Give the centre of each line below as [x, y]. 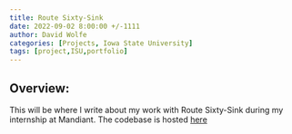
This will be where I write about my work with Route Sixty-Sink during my [146, 110]
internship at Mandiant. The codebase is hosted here [108, 120]
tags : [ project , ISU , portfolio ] [69, 52]
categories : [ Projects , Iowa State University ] [101, 43]
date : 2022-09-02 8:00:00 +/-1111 [75, 26]
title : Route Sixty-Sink [56, 18]
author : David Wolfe [49, 34]
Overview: [40, 88]
